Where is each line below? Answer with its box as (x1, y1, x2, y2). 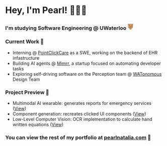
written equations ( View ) (12, 121, 64, 127)
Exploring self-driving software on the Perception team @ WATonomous (12, 71, 162, 77)
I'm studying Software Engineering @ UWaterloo (5, 25, 127, 32)
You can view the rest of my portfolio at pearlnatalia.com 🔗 (5, 134, 151, 141)
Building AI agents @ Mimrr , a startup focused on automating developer (12, 60, 161, 66)
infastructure (12, 55, 39, 61)
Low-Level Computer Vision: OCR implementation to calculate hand (12, 116, 152, 122)
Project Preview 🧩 (5, 89, 49, 96)
